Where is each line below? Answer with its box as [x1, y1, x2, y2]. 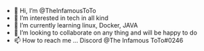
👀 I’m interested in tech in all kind [13, 14, 109, 22]
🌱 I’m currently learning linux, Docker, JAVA [13, 21, 138, 29]
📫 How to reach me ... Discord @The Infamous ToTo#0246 [13, 37, 184, 44]
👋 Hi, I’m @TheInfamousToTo [13, 7, 96, 14]
